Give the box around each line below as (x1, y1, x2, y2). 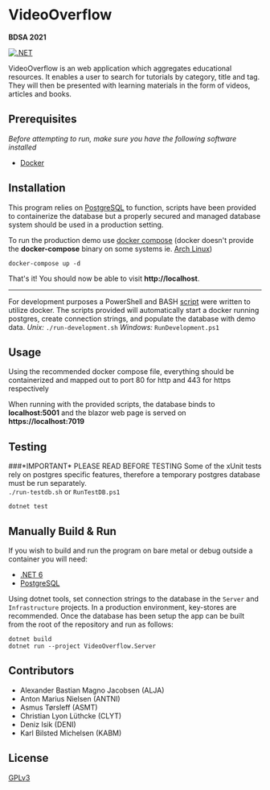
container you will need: (8, 554, 88, 564)
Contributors (8, 664, 75, 677)
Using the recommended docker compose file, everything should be (8, 367, 235, 376)
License (8, 751, 49, 765)
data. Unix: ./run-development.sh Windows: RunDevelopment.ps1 (8, 322, 219, 331)
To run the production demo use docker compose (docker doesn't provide (8, 235, 255, 245)
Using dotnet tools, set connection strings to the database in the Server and (8, 594, 260, 603)
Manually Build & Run (8, 525, 117, 538)
